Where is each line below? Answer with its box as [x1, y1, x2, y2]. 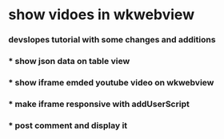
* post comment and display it [8, 120, 128, 131]
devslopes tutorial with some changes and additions [8, 34, 216, 46]
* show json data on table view [8, 56, 130, 67]
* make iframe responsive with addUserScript [8, 98, 190, 109]
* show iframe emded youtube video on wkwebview [8, 77, 214, 88]
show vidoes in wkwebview [8, 6, 194, 24]
